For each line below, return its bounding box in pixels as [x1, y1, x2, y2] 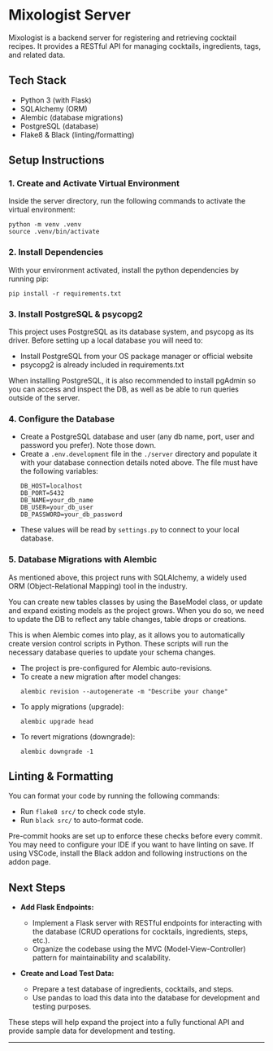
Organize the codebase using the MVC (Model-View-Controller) [32, 944, 246, 954]
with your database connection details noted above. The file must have [19, 458, 258, 467]
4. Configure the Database [8, 413, 115, 424]
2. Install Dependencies [8, 247, 104, 258]
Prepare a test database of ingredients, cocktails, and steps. [32, 984, 234, 994]
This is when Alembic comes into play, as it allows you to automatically [8, 629, 245, 640]
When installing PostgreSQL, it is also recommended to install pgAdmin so [8, 376, 256, 386]
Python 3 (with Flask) [19, 95, 92, 105]
